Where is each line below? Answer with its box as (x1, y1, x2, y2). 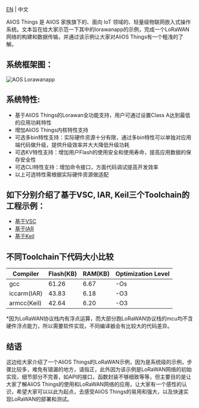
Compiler (12, 270, 40, 278)
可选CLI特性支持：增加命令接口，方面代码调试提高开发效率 (14, 163, 159, 170)
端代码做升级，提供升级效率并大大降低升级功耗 (14, 141, 129, 148)
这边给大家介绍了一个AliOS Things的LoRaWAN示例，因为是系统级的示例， (6, 359, 187, 366)
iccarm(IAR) (9, 289, 43, 298)
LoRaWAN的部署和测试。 (11, 396, 72, 403)
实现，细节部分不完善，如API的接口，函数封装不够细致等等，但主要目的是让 (6, 374, 192, 381)
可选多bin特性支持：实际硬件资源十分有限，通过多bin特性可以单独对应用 (14, 134, 192, 141)
